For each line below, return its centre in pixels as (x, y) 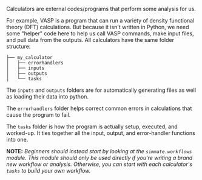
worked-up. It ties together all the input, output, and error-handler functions (101, 133)
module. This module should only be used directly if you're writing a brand (99, 158)
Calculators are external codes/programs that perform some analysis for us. (101, 9)
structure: (19, 46)
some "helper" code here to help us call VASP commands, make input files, (100, 33)
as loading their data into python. (48, 96)
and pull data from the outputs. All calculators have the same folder (90, 40)
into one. (17, 140)
